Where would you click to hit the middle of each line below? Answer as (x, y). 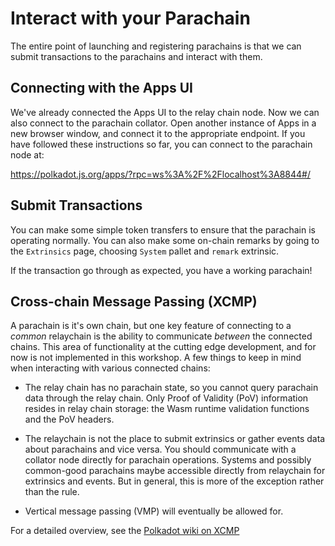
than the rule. (52, 492)
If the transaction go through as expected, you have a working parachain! (161, 270)
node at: (27, 154)
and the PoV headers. (69, 419)
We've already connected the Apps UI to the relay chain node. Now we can (165, 112)
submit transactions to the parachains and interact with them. (136, 56)
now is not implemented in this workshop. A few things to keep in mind (156, 358)
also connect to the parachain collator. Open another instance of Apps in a (163, 123)
